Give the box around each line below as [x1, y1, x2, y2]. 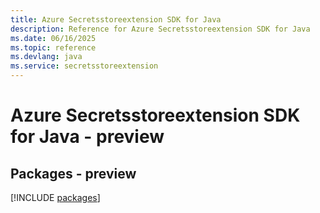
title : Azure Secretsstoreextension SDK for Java [10, 14, 222, 25]
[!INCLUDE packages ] [10, 192, 101, 203]
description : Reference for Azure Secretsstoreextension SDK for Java [10, 24, 311, 34]
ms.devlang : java [10, 52, 83, 62]
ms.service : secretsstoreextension [10, 61, 159, 71]
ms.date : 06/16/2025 [10, 33, 97, 43]
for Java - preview [10, 126, 165, 148]
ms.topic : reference [10, 42, 97, 53]
